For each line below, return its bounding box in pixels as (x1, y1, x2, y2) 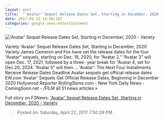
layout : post (5, 7, 32, 12)
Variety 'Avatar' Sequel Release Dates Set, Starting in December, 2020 (5, 44, 147, 49)
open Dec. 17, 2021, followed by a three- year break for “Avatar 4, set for (5, 59, 151, 65)
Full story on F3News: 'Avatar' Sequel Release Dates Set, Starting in (5, 95, 141, 101)
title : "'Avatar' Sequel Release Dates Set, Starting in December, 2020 (5, 12, 159, 17)
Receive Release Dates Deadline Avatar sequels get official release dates (5, 70, 152, 76)
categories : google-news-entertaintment (5, 21, 89, 26)
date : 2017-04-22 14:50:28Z (5, 16, 63, 21)
